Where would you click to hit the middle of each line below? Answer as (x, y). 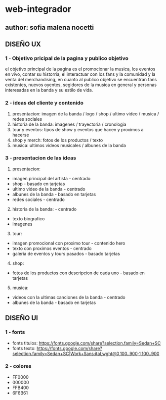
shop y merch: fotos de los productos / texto (58, 140)
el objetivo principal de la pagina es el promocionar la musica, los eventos (80, 69)
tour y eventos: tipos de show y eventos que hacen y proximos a (78, 129)
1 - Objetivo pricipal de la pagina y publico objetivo (67, 58)
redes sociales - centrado (39, 200)
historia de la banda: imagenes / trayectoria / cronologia (69, 124)
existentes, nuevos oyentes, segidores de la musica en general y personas (81, 85)
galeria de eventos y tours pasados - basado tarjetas (66, 253)
